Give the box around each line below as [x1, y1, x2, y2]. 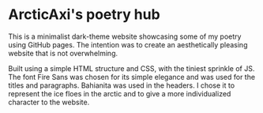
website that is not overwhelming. [8, 48, 118, 58]
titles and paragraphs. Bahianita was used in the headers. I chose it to [8, 81, 235, 90]
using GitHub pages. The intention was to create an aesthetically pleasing [8, 40, 248, 49]
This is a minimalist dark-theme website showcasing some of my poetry [8, 32, 242, 41]
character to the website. [8, 97, 90, 107]
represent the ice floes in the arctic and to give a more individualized [8, 89, 231, 98]
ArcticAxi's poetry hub [8, 6, 160, 24]
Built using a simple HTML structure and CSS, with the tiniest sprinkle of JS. [8, 63, 255, 73]
